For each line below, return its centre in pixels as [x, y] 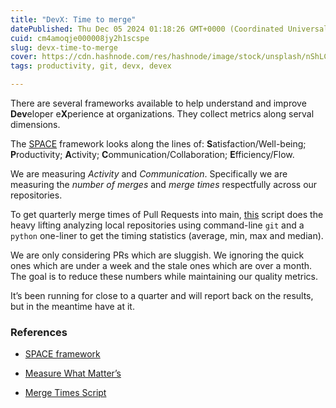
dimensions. [35, 124]
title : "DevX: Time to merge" [73, 19]
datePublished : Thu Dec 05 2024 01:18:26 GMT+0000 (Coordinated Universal [169, 29]
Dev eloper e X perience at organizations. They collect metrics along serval [162, 114]
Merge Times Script [65, 393]
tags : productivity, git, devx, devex [91, 66]
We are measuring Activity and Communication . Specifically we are [149, 174]
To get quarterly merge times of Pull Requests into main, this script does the [167, 214]
